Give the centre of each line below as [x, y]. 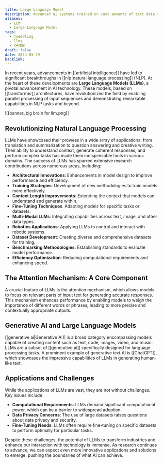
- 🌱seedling [22, 37]
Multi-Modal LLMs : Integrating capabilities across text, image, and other [85, 217]
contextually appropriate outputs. [38, 310]
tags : [10, 32]
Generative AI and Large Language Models [71, 326]
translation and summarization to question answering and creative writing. [79, 145]
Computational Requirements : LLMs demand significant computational [83, 404]
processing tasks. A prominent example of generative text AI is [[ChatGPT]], [81, 352]
